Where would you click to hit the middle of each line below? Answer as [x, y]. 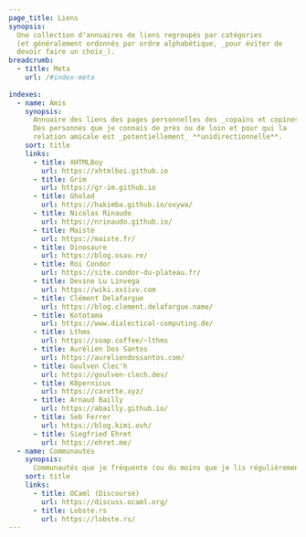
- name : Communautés [56, 451]
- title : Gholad [63, 196]
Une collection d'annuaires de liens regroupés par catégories [139, 35]
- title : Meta [43, 69]
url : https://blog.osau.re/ [95, 256]
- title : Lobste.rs [69, 511]
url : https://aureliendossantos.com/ [113, 357]
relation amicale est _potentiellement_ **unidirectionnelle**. [158, 137]
